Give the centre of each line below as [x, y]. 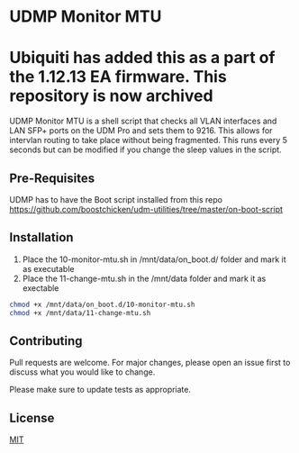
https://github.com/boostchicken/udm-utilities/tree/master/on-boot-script [146, 209]
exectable [41, 288]
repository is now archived [111, 96]
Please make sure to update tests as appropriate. [100, 390]
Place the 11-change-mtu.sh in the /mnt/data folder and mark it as [144, 278]
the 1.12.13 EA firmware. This [118, 77]
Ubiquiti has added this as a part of [142, 58]
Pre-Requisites [52, 178]
